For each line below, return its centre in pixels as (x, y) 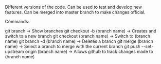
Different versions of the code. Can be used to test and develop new (73, 7)
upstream (15, 51)
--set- (147, 46)
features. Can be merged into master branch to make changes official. (75, 12)
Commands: (17, 22)
